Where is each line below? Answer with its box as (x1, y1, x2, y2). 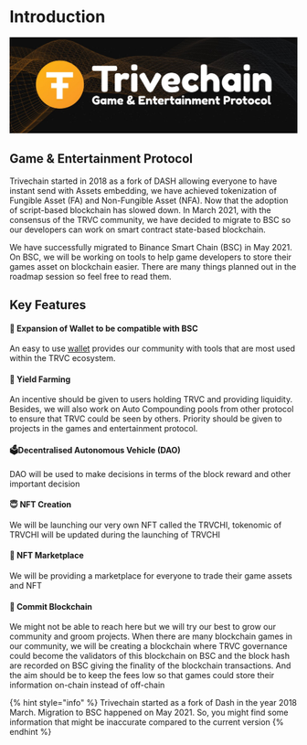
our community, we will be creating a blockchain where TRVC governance (9, 641, 288, 652)
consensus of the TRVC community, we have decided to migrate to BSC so (9, 214, 291, 225)
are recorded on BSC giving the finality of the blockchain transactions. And (9, 660, 291, 671)
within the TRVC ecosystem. (9, 353, 116, 364)
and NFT (9, 580, 43, 591)
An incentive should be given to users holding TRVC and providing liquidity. (9, 394, 293, 405)
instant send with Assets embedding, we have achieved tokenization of (9, 185, 277, 196)
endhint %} (9, 727, 52, 738)
